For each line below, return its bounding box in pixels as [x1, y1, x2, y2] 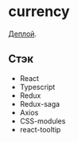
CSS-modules [19, 116, 66, 126]
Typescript [19, 82, 56, 91]
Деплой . [8, 29, 37, 39]
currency [8, 2, 70, 21]
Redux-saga [19, 99, 60, 108]
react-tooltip [19, 124, 61, 134]
